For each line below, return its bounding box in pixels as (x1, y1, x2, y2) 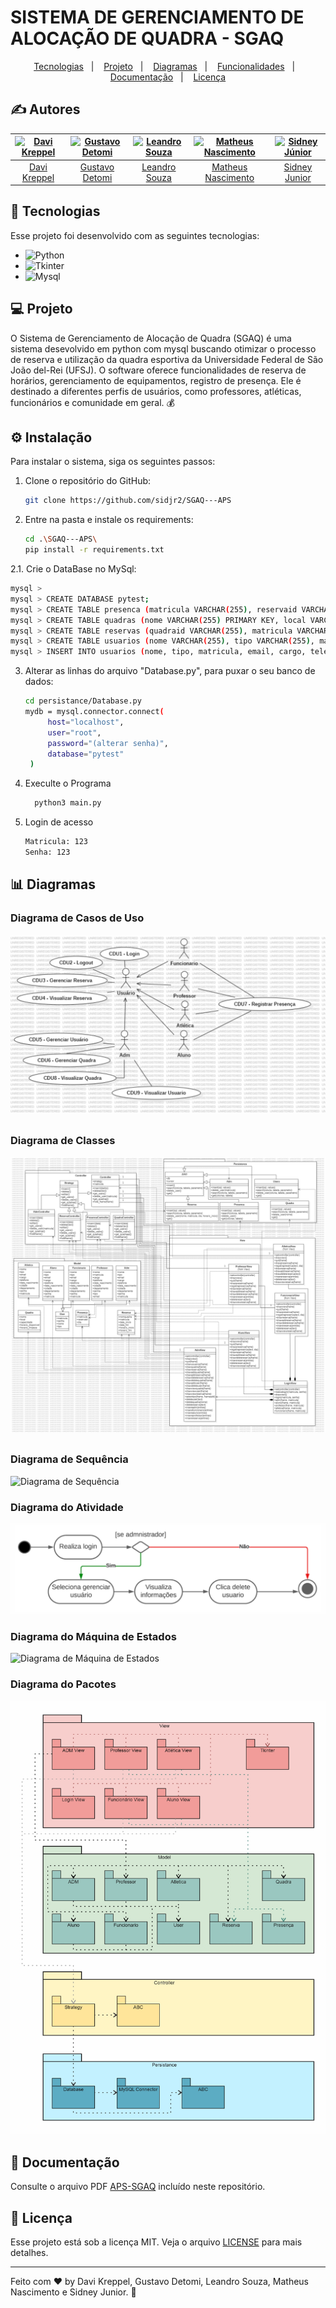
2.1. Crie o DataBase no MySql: (10, 563, 137, 575)
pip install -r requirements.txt (24, 545, 165, 555)
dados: (24, 676, 54, 688)
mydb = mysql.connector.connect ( (24, 707, 165, 717)
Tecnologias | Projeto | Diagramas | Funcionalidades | (33, 60, 296, 72)
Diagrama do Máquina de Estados (10, 1630, 177, 1643)
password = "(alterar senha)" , (47, 738, 169, 748)
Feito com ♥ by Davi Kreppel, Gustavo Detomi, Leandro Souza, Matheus (10, 2275, 309, 2287)
